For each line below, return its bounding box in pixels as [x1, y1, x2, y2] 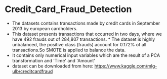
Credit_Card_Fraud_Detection [5, 4, 132, 15]
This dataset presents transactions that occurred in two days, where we [12, 31, 162, 37]
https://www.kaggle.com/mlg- [94, 63, 157, 69]
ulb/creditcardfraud [12, 68, 53, 74]
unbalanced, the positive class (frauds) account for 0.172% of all [12, 41, 147, 47]
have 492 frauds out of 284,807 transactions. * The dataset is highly [12, 36, 155, 42]
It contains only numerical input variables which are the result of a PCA [12, 52, 160, 58]
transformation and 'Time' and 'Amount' [12, 57, 96, 63]
